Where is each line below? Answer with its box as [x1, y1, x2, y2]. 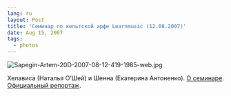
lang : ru [7, 10, 32, 17]
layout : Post [7, 16, 45, 23]
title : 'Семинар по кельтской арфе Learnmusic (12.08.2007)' [7, 23, 187, 29]
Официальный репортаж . [7, 82, 81, 89]
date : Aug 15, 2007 [7, 29, 63, 36]
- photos [13, 42, 39, 49]
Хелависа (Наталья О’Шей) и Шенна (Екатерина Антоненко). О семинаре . [7, 74, 224, 82]
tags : [7, 36, 23, 43]
